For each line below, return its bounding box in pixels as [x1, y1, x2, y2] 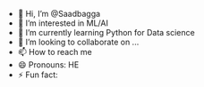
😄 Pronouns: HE [17, 59, 80, 70]
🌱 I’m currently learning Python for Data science [17, 28, 195, 37]
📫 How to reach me [17, 47, 92, 57]
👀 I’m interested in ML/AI [17, 18, 109, 28]
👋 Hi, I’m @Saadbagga [17, 9, 101, 19]
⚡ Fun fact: [17, 69, 58, 80]
